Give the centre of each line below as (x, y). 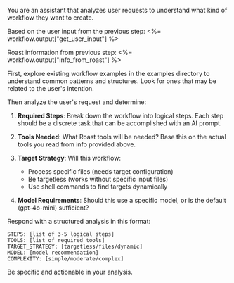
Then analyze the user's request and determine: (77, 102)
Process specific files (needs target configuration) (100, 171)
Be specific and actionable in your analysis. (70, 272)
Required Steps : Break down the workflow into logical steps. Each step (121, 116)
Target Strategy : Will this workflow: (69, 158)
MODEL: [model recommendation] (53, 253)
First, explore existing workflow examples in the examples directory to (109, 74)
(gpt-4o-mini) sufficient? (53, 208)
